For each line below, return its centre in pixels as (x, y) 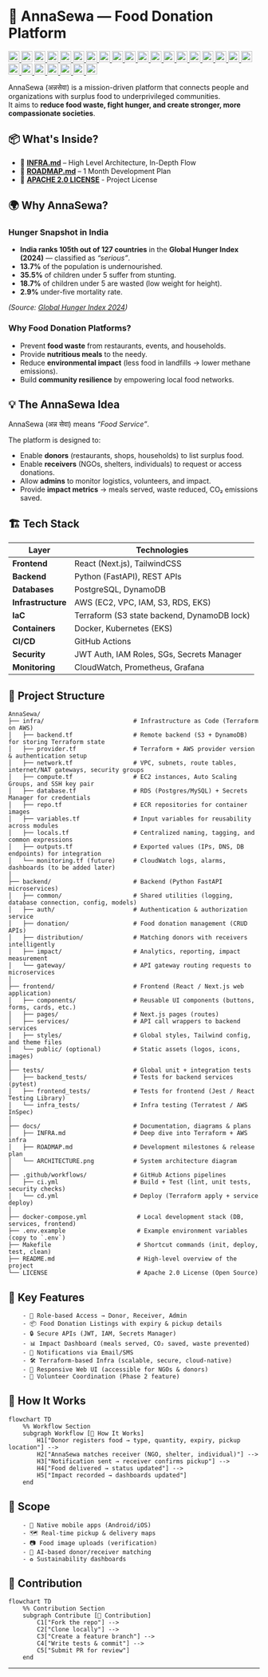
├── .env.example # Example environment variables (128, 1231)
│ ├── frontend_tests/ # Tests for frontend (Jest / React (132, 1092)
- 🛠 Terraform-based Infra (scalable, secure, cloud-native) (128, 1360)
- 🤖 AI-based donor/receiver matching (87, 1552)
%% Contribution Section (64, 1609)
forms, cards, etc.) (43, 1008)
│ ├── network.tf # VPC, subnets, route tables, (123, 763)
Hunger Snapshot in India (59, 232)
